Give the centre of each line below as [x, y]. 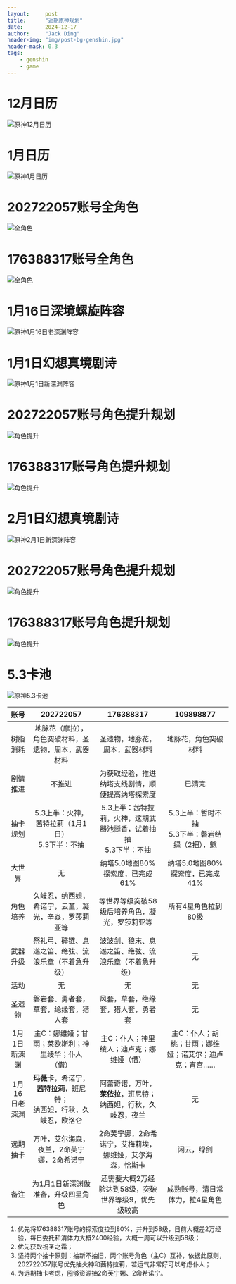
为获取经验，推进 [128, 773]
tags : [15, 54]
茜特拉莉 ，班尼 [61, 1088]
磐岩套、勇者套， [61, 999]
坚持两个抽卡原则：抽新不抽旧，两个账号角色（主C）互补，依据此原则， [122, 1255]
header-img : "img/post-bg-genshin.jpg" [66, 40]
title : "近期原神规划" [45, 20]
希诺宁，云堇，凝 [61, 906]
